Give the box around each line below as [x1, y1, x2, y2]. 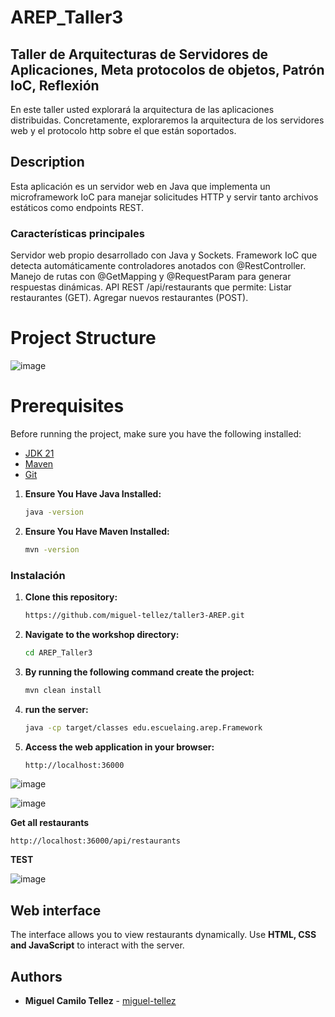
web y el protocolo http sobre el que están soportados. [10, 125, 237, 136]
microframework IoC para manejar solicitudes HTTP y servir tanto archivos [10, 191, 319, 203]
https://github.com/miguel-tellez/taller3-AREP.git [24, 611, 245, 621]
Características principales [10, 226, 145, 240]
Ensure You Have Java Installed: [24, 487, 162, 500]
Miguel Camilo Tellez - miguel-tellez [24, 995, 177, 1007]
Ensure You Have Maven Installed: [24, 525, 170, 537]
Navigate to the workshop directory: [24, 628, 180, 640]
